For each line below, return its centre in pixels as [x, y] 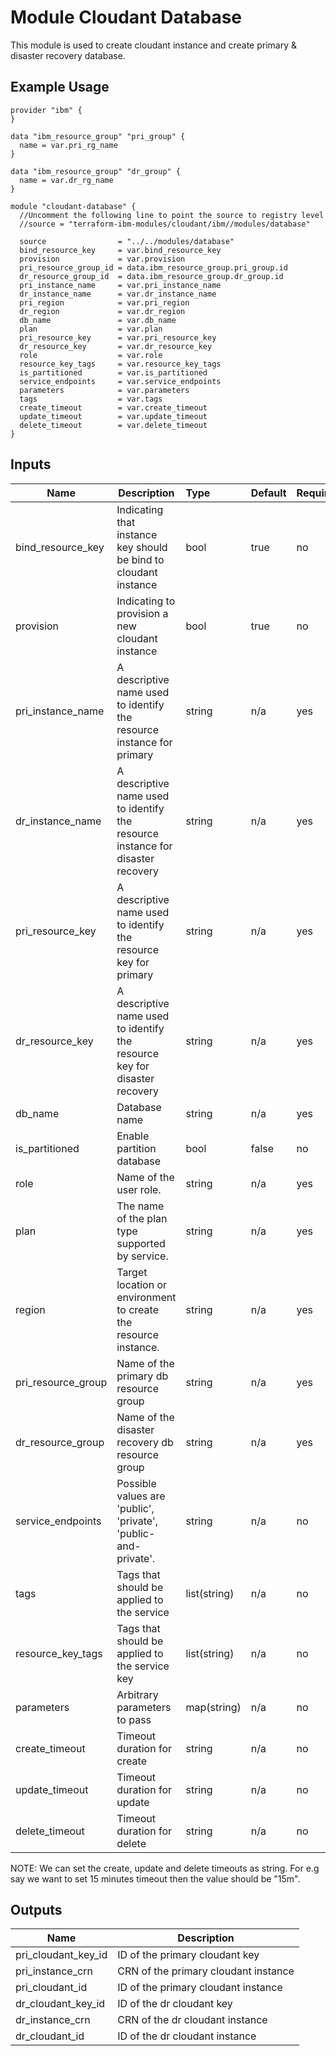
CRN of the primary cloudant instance [206, 1971]
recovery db [145, 1442]
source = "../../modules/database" [127, 241]
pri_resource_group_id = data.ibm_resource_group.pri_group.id [153, 267]
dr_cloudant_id [50, 2036]
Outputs [36, 1909]
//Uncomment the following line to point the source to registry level [172, 215]
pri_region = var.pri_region [104, 302]
